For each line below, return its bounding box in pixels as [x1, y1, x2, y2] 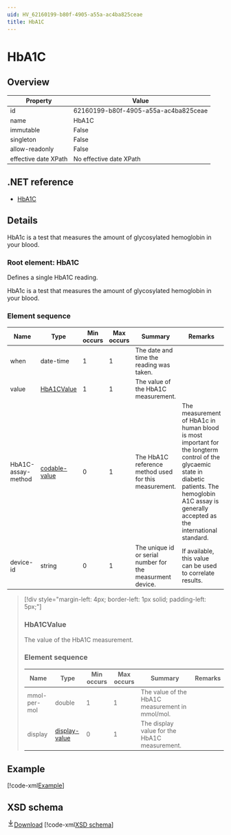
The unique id [135, 543, 175, 552]
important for [181, 439, 219, 447]
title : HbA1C [7, 18, 45, 26]
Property [25, 97, 52, 105]
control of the [181, 453, 220, 461]
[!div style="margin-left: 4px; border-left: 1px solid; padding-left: [23, 595, 206, 603]
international [181, 526, 218, 534]
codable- [40, 464, 67, 472]
